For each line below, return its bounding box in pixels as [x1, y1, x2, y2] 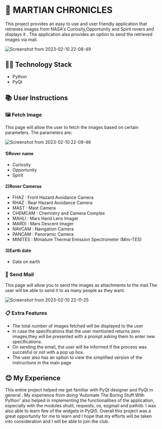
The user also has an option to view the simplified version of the [12, 354, 143, 360]
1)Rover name [5, 151, 34, 157]
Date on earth [12, 259, 40, 265]
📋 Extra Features [5, 310, 48, 317]
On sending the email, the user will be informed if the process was [12, 343, 147, 350]
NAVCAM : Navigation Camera [12, 226, 74, 232]
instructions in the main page [12, 359, 71, 365]
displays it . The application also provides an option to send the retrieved [5, 31, 153, 37]
